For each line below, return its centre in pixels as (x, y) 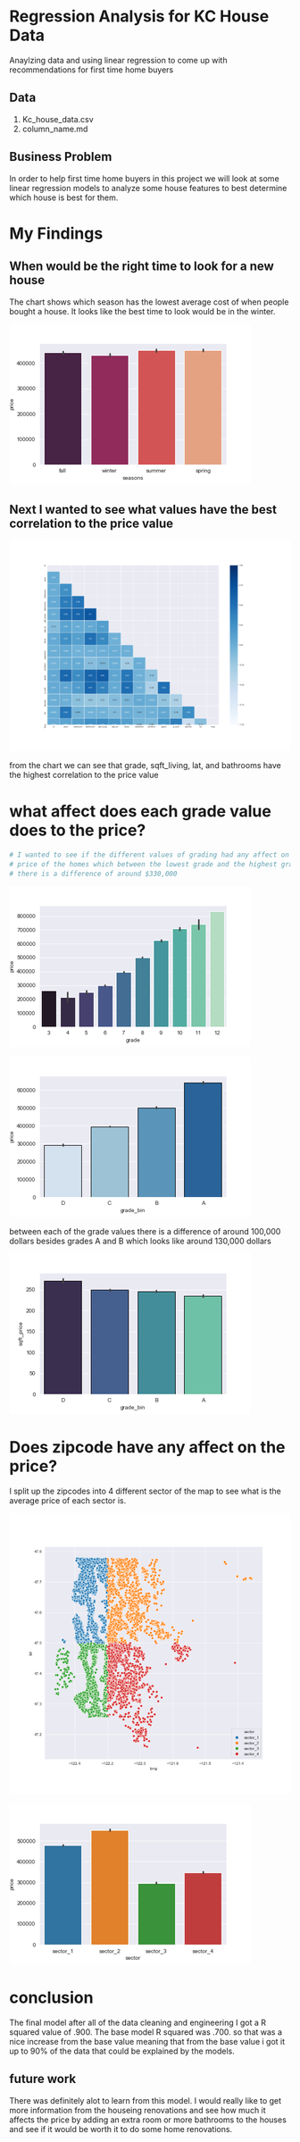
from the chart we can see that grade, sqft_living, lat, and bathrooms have (145, 766)
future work (43, 2079)
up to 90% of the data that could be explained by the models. (122, 2051)
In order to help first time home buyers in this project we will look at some (144, 178)
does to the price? (78, 830)
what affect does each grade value (141, 811)
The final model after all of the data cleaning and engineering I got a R (137, 2022)
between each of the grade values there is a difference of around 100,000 (145, 1231)
